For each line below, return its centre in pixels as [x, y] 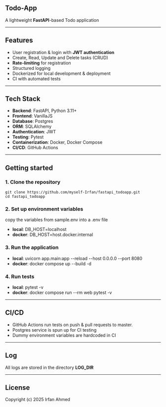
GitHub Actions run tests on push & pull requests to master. [72, 325]
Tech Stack [23, 99]
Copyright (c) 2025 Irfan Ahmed [38, 400]
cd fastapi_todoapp [25, 197]
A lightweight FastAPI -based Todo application [52, 20]
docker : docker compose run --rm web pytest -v [62, 292]
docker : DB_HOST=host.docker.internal [53, 234]
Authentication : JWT [34, 132]
